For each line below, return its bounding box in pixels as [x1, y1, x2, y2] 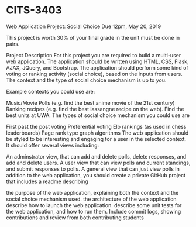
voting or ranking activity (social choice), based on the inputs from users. [6, 70, 183, 77]
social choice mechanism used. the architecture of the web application [6, 195, 177, 202]
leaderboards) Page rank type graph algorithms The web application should [6, 129, 189, 136]
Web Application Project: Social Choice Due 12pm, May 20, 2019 [6, 23, 161, 30]
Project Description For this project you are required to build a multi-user [6, 51, 181, 59]
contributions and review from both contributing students [6, 214, 145, 221]
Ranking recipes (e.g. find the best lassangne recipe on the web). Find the [6, 105, 184, 112]
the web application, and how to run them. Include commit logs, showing [6, 208, 181, 215]
